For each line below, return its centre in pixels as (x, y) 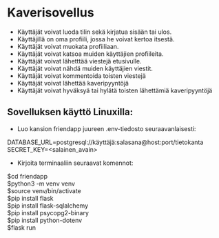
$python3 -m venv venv (41, 184)
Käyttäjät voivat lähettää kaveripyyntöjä (73, 83)
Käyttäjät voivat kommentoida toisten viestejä (81, 76)
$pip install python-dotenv (45, 220)
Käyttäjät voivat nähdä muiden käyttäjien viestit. (85, 68)
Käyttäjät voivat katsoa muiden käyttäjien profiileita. (90, 54)
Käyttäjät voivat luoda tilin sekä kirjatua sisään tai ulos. (94, 32)
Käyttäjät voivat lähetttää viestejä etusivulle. (80, 61)
